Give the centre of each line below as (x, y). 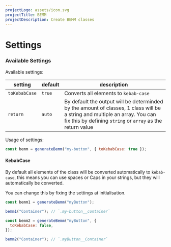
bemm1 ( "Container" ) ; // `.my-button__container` (58, 211)
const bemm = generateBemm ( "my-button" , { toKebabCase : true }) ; (76, 149)
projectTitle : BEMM (26, 15)
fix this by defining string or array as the (113, 121)
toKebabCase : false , (32, 226)
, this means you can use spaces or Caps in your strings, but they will (87, 177)
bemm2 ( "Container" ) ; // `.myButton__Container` (57, 239)
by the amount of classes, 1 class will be (113, 108)
